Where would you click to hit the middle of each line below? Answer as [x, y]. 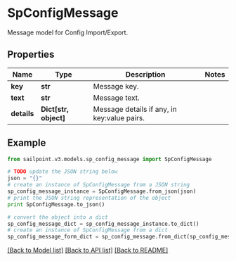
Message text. [117, 98]
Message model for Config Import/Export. [68, 32]
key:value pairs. [119, 117]
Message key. [116, 86]
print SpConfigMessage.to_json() [56, 204]
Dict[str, [55, 109]
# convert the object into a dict [58, 217]
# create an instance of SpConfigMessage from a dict [88, 230]
